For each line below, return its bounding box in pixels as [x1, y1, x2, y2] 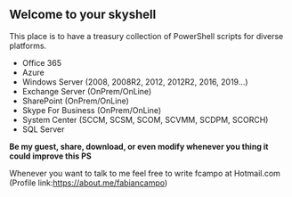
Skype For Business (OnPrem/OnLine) [21, 104, 162, 115]
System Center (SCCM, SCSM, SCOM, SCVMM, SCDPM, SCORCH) [21, 114, 269, 125]
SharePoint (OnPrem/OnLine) [21, 95, 129, 106]
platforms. [9, 40, 47, 51]
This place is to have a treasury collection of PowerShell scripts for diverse [9, 30, 284, 41]
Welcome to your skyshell [9, 7, 157, 22]
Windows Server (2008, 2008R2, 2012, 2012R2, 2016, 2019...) [21, 76, 248, 87]
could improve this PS [9, 151, 92, 161]
